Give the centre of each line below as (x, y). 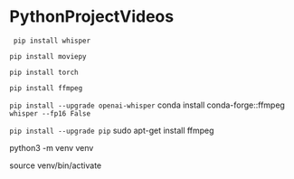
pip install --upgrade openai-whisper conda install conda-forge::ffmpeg (147, 105)
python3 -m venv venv (52, 147)
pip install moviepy (48, 56)
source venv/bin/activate (56, 165)
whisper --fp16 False (50, 113)
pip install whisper (52, 41)
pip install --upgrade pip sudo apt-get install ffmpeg (112, 130)
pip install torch (44, 72)
